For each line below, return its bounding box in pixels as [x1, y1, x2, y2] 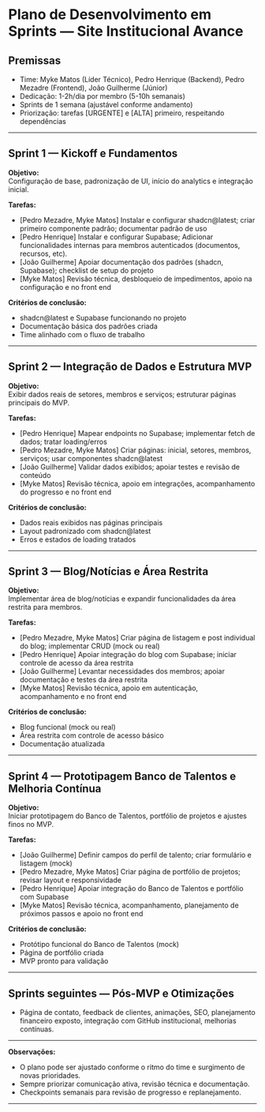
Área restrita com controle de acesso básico [19, 731, 164, 740]
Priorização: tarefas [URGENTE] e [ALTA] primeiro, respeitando [19, 108, 225, 118]
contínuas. [19, 1024, 54, 1034]
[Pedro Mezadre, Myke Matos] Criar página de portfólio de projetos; [19, 867, 241, 877]
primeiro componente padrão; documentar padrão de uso [19, 224, 207, 233]
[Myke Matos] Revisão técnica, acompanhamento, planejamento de [19, 900, 239, 910]
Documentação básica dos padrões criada [19, 321, 158, 331]
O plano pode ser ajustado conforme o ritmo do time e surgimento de [19, 1062, 245, 1072]
